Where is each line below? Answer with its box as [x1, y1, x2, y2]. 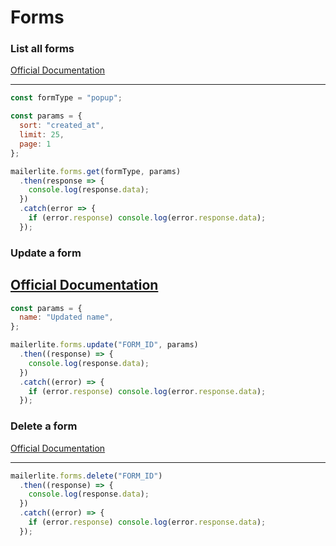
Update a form [10, 246, 82, 260]
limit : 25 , [19, 130, 65, 140]
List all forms [10, 42, 75, 56]
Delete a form [10, 419, 78, 433]
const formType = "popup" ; [10, 93, 123, 103]
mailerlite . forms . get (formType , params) [10, 166, 182, 176]
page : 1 [19, 139, 52, 149]
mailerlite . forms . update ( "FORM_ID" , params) [10, 340, 199, 350]
